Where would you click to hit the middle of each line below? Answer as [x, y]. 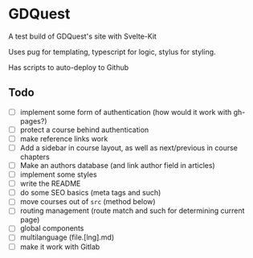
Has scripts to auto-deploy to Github [69, 67]
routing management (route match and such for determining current [132, 211]
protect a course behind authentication [84, 129]
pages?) [33, 121]
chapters [35, 157]
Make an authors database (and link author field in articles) [117, 165]
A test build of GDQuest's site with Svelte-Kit [82, 36]
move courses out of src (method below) [88, 202]
